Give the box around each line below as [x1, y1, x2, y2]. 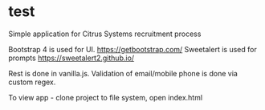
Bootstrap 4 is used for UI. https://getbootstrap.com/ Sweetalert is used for [8, 44, 257, 54]
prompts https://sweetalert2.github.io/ [8, 53, 135, 63]
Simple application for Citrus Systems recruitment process [8, 29, 202, 39]
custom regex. [8, 77, 56, 87]
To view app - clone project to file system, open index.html [8, 92, 203, 102]
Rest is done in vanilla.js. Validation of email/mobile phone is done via [8, 68, 238, 78]
